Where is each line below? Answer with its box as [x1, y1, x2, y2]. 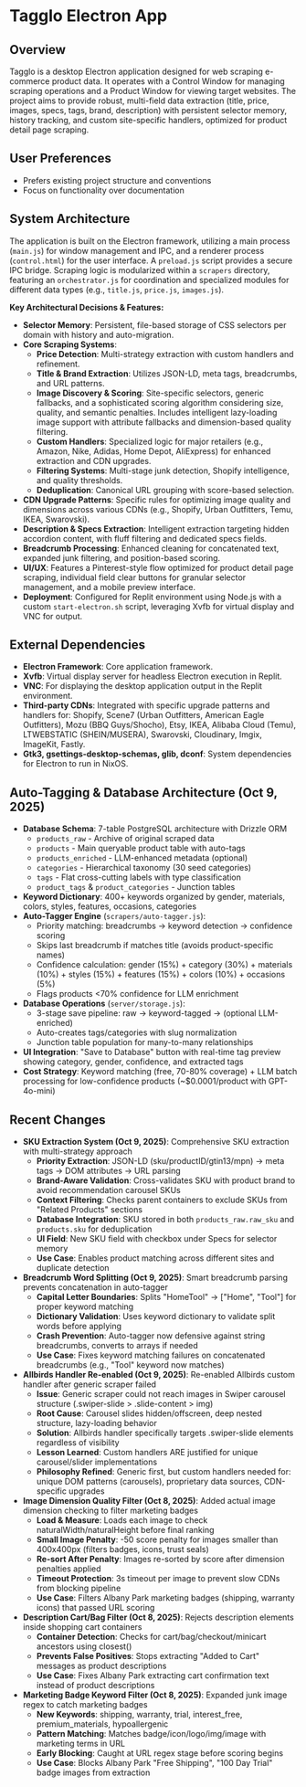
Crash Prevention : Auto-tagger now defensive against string [36, 1330, 266, 1341]
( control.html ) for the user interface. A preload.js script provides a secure [9, 255, 293, 266]
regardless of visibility [36, 1437, 121, 1448]
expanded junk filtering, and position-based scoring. [22, 552, 221, 563]
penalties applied [36, 1563, 102, 1574]
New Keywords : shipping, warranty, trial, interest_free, [36, 1709, 243, 1720]
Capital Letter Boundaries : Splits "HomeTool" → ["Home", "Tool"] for [36, 1292, 297, 1303]
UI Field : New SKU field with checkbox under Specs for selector [36, 1233, 278, 1244]
